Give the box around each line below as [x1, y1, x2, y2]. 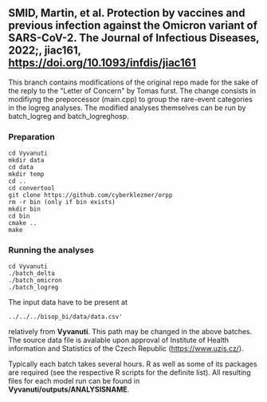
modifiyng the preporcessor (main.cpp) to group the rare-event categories [8, 94, 253, 104]
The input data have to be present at [8, 298, 128, 307]
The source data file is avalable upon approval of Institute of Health [8, 335, 230, 345]
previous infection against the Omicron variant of [8, 19, 257, 33]
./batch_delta [8, 270, 56, 278]
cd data [8, 164, 34, 171]
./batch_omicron [8, 277, 62, 285]
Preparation [8, 131, 56, 142]
